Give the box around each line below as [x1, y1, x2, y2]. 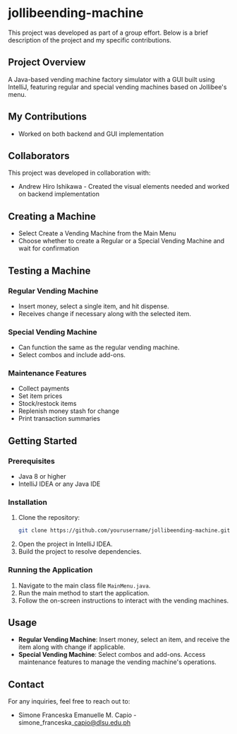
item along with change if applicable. [18, 643, 126, 651]
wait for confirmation [18, 244, 80, 252]
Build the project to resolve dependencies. [18, 547, 142, 556]
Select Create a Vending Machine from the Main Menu [18, 229, 176, 238]
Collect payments [18, 384, 70, 393]
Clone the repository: [18, 513, 80, 522]
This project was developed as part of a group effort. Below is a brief [8, 28, 209, 37]
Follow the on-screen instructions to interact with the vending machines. [18, 596, 229, 605]
